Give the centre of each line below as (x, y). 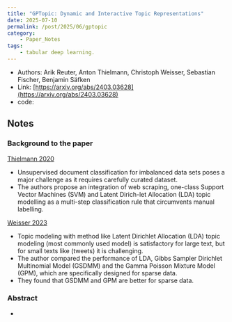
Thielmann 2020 (31, 159)
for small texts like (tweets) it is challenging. (80, 250)
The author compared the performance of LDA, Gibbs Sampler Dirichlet (120, 258)
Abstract (23, 298)
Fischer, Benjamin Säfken (54, 79)
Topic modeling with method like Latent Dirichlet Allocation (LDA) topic (119, 236)
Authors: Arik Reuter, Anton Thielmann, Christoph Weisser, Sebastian (116, 72)
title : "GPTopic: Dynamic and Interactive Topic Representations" (106, 14)
